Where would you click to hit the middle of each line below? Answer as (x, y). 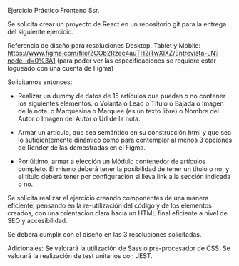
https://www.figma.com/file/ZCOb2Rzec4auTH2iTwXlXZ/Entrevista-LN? (113, 53)
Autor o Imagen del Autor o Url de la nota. (79, 118)
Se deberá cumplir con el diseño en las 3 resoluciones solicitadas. (105, 234)
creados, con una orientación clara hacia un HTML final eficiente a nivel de (118, 213)
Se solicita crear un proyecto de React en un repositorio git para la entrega (117, 24)
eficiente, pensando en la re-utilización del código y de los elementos (110, 205)
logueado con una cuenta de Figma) (61, 68)
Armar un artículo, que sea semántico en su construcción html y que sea (124, 132)
